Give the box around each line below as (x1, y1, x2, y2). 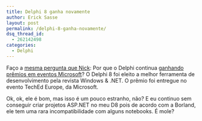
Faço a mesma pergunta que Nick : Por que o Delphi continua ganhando (6, 64, 184, 71)
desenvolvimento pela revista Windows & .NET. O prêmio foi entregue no (6, 77, 187, 84)
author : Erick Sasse (6, 14, 58, 20)
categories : (6, 43, 36, 49)
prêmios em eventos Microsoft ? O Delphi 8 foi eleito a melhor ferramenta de (6, 70, 195, 78)
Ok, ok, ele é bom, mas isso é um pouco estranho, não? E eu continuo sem (6, 95, 192, 102)
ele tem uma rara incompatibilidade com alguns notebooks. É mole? (6, 107, 175, 114)
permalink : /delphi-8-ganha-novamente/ (6, 25, 107, 32)
